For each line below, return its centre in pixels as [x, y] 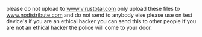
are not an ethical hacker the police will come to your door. [79, 27]
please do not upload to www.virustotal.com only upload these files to [93, 9]
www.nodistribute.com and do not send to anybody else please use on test [99, 15]
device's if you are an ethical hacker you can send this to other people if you [101, 21]
